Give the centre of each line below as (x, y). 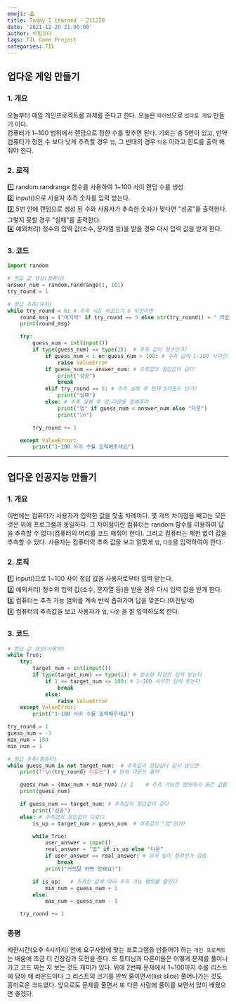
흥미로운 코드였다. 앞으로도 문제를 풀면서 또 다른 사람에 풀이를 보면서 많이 (107, 985)
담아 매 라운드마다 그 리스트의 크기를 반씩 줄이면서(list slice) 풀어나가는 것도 (118, 976)
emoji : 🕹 (21, 14)
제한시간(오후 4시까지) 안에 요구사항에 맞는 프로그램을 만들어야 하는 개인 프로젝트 (117, 950)
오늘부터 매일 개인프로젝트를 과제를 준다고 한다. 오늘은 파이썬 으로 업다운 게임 (110, 115)
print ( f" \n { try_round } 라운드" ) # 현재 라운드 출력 (90, 772)
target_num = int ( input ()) (72, 669)
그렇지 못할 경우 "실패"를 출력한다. (54, 219)
